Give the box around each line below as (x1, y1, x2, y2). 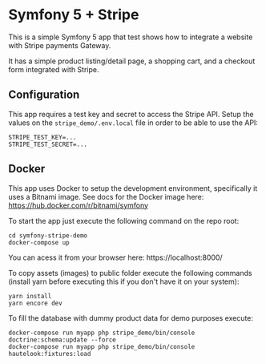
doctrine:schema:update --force (8, 335, 116, 344)
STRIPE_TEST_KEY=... (8, 133, 78, 141)
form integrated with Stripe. (8, 64, 99, 74)
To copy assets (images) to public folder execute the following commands (8, 268, 252, 277)
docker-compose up (8, 238, 70, 246)
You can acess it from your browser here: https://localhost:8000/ (8, 253, 223, 262)
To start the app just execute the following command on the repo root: (8, 216, 240, 225)
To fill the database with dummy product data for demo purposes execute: (8, 313, 254, 322)
